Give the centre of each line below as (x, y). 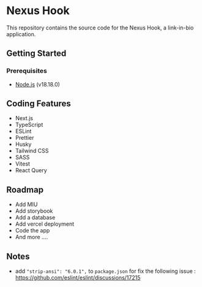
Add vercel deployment (45, 224)
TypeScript (29, 125)
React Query (31, 170)
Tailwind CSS (32, 151)
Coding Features (39, 104)
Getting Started (36, 54)
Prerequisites (27, 71)
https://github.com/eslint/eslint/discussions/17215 (78, 278)
